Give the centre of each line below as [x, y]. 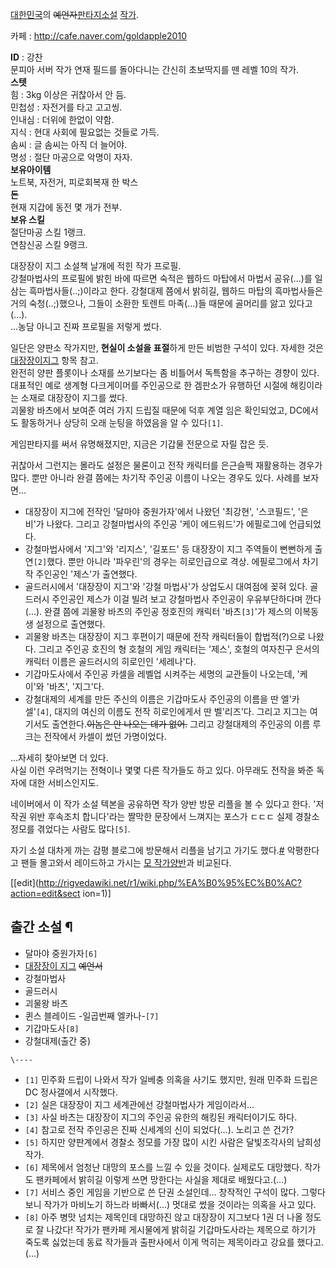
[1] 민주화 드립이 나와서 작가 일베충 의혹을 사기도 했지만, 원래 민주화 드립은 [171, 1079]
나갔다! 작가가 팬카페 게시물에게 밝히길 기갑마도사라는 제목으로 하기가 [181, 1229]
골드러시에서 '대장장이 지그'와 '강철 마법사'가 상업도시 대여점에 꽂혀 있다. [166, 586]
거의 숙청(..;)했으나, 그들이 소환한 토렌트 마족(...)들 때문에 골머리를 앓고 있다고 [161, 303]
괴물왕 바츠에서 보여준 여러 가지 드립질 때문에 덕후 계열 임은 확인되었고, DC [156, 410]
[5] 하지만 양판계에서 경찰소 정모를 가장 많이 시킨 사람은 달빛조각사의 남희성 [173, 1142]
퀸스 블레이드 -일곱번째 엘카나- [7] [92, 1015]
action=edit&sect [45, 893]
